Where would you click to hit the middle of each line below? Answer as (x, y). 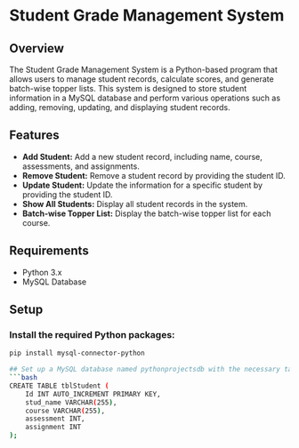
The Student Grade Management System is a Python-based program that (144, 69)
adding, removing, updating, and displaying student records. (120, 107)
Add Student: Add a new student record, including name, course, (142, 156)
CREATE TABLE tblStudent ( (59, 386)
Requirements (49, 251)
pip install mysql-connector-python (77, 353)
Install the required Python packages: (92, 334)
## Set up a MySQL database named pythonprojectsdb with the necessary (145, 370)
